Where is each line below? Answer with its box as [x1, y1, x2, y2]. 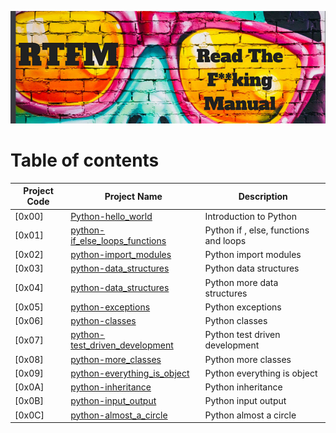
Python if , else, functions [204, 224, 310, 236]
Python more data [204, 276, 279, 288]
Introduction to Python [204, 210, 297, 222]
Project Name [104, 190, 163, 202]
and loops [204, 234, 247, 246]
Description [238, 190, 288, 202]
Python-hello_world [70, 210, 153, 222]
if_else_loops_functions [70, 234, 167, 246]
